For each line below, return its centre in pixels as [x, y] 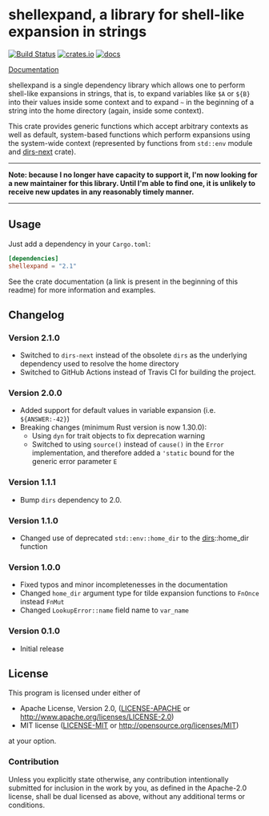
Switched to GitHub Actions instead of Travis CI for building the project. [138, 372]
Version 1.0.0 [34, 567]
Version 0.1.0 [34, 631]
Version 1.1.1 [32, 483]
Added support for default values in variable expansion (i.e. [118, 410]
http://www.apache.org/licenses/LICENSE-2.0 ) [97, 717]
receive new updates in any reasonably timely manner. [101, 192]
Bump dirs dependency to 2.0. [71, 499]
